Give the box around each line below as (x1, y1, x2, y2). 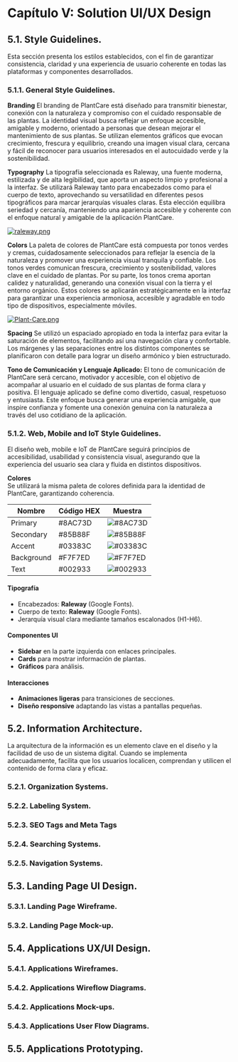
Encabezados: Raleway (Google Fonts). (17, 599, 134, 608)
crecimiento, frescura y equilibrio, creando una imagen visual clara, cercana (7, 139, 230, 147)
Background (11, 552, 52, 562)
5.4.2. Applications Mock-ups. (7, 1002, 115, 1012)
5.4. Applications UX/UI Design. (7, 942, 151, 955)
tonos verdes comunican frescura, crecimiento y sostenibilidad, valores (7, 263, 217, 272)
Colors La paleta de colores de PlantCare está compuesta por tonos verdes (7, 241, 229, 250)
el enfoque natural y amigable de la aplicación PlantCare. (7, 214, 174, 222)
